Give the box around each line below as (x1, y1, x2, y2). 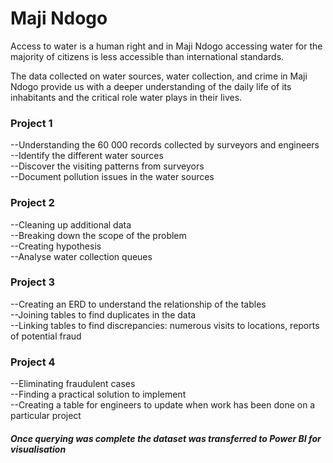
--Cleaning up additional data (10, 218, 132, 231)
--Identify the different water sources (10, 150, 164, 162)
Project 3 (10, 275, 56, 289)
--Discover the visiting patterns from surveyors (10, 160, 205, 172)
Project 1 (10, 116, 53, 130)
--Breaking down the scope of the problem (10, 229, 187, 241)
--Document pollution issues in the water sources (10, 171, 215, 183)
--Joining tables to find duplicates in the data (10, 308, 197, 321)
